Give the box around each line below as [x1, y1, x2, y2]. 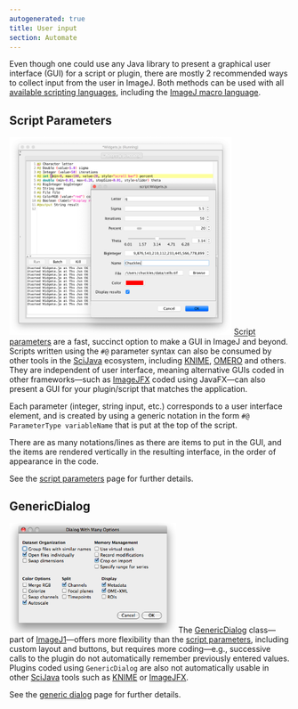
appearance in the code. [9, 455, 100, 467]
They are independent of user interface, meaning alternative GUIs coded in [9, 364, 285, 375]
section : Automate [9, 33, 77, 42]
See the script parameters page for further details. [9, 473, 194, 484]
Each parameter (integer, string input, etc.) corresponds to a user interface [9, 401, 283, 412]
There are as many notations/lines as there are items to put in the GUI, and [9, 436, 282, 447]
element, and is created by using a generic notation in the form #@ [9, 410, 250, 420]
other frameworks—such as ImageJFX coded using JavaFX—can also [9, 374, 266, 385]
